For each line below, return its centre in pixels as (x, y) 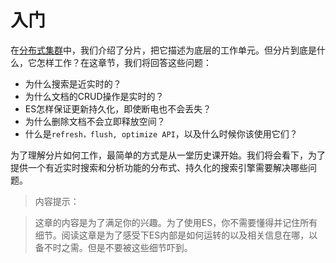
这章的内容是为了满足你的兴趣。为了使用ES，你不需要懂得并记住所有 (176, 222)
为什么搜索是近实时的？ (73, 83)
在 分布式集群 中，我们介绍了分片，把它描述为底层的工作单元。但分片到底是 (163, 50)
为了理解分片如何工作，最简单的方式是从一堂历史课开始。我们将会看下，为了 (168, 155)
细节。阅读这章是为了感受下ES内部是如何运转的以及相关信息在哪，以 (176, 235)
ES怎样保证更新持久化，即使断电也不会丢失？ (118, 108)
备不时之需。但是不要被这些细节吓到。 (113, 247)
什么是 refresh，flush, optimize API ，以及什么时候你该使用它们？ (161, 133)
